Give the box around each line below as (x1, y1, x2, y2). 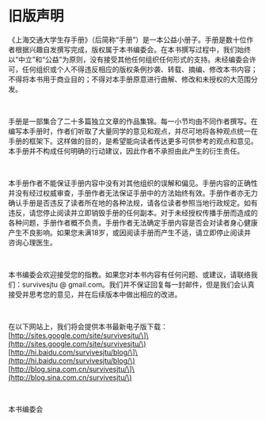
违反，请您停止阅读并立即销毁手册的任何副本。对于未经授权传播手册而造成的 (8, 207, 258, 218)
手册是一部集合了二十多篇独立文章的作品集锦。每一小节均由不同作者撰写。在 (8, 116, 258, 126)
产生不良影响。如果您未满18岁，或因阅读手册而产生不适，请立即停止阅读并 (8, 227, 252, 237)
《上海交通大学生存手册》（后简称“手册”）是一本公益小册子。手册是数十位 (8, 35, 247, 44)
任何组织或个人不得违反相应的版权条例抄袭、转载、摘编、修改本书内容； (21, 64, 258, 74)
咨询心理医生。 (8, 237, 57, 247)
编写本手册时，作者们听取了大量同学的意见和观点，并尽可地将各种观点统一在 (8, 126, 258, 135)
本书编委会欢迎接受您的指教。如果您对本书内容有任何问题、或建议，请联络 (8, 270, 251, 279)
